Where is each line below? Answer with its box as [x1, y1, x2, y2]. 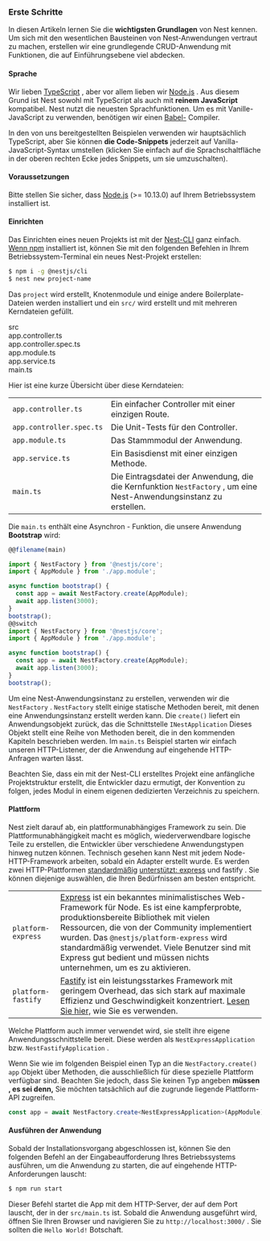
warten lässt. [41, 753, 84, 762]
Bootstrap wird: [8, 530, 61, 540]
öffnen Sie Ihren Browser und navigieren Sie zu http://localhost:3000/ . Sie [8, 1216, 262, 1226]
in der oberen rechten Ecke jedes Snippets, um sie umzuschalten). [8, 154, 228, 163]
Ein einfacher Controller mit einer [111, 398, 235, 409]
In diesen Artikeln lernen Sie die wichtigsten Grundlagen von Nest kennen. [8, 25, 258, 35]
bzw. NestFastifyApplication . [8, 1042, 109, 1052]
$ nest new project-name [8, 274, 92, 283]
